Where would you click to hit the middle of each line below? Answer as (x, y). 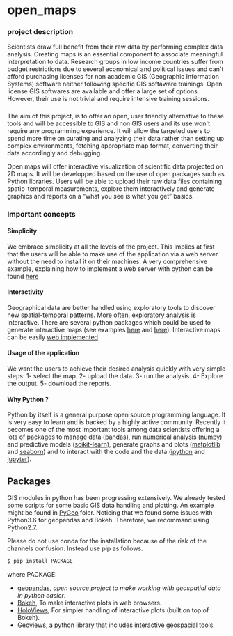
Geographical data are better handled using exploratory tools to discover (111, 307)
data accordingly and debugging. (55, 153)
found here (23, 276)
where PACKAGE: (32, 574)
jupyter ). (19, 459)
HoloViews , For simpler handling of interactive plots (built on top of (113, 610)
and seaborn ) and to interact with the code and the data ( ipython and (106, 452)
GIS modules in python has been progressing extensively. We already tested (116, 497)
